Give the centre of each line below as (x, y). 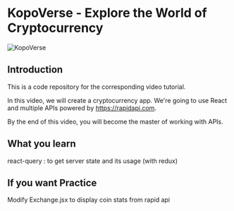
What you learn (42, 144)
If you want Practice (52, 182)
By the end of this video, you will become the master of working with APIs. (115, 121)
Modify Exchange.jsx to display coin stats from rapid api (89, 200)
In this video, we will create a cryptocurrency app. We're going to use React (117, 100)
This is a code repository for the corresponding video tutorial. (97, 87)
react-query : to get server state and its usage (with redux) (93, 161)
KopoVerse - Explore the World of (107, 13)
